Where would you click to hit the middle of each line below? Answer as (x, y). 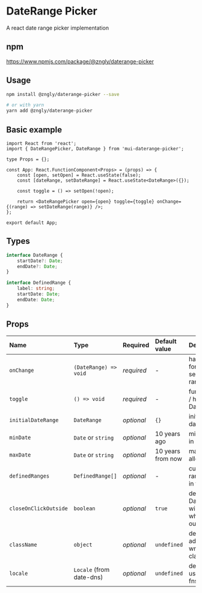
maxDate (20, 455)
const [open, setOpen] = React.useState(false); (79, 175)
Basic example (34, 130)
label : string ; (36, 289)
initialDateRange (34, 420)
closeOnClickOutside (38, 508)
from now (169, 458)
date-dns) (88, 577)
